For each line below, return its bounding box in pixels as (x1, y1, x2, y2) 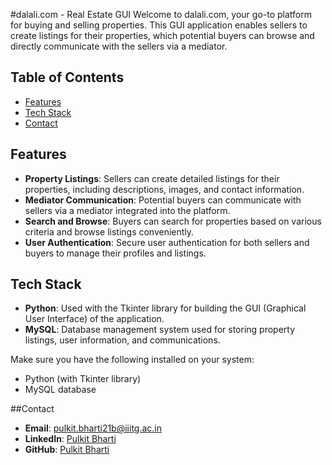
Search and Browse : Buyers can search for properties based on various (24, 215, 322, 227)
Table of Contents (10, 69, 125, 86)
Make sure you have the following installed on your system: (10, 354, 255, 366)
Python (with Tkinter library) (24, 373, 142, 385)
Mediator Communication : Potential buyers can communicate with (24, 194, 302, 206)
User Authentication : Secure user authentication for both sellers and (24, 236, 310, 248)
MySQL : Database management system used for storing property (24, 324, 296, 336)
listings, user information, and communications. (24, 334, 221, 346)
